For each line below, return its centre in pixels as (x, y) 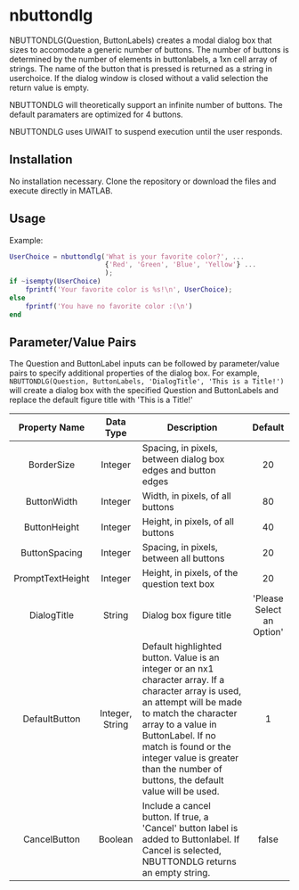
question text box (178, 584)
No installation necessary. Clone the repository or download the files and (143, 181)
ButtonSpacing (52, 553)
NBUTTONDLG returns (190, 861)
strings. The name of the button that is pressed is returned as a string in (141, 69)
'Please (268, 598)
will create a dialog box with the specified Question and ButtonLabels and (144, 391)
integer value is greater (190, 758)
